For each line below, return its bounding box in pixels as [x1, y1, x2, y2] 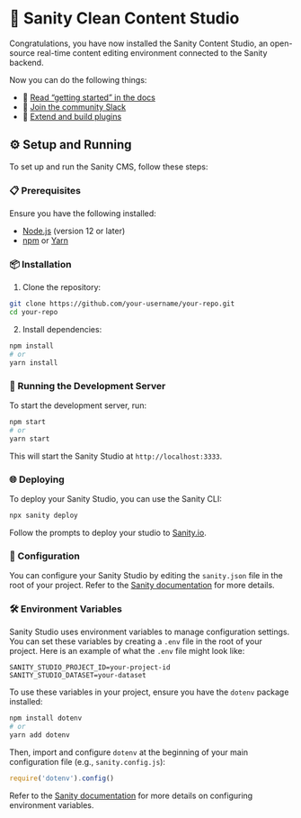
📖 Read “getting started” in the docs [22, 92, 155, 103]
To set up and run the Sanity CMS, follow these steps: [9, 161, 208, 172]
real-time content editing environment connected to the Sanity [37, 47, 268, 58]
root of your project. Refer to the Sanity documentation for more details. [9, 580, 276, 591]
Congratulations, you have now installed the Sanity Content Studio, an [9, 38, 269, 49]
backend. [9, 57, 44, 68]
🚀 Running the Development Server [9, 379, 166, 392]
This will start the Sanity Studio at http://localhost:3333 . [9, 450, 223, 461]
